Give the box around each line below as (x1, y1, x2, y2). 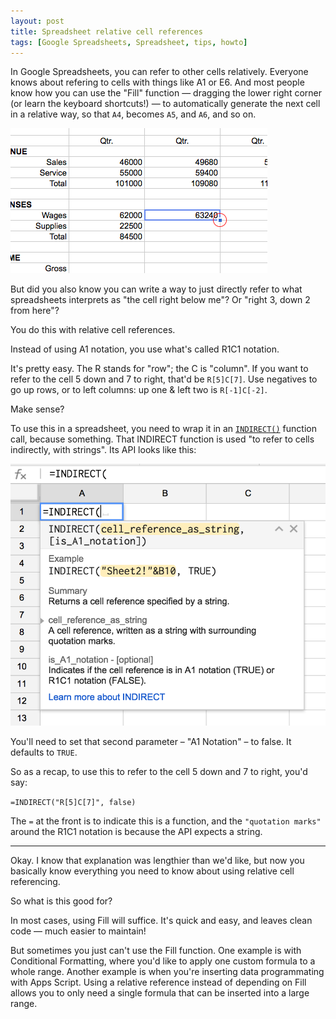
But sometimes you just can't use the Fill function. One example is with (10, 945, 302, 957)
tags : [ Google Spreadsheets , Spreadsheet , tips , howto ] (10, 37, 248, 47)
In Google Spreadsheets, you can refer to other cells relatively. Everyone (10, 66, 309, 78)
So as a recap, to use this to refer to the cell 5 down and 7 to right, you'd (10, 766, 308, 778)
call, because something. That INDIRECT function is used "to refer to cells (10, 433, 315, 445)
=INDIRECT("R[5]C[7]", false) (10, 798, 137, 808)
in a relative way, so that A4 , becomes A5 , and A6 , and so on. (10, 108, 257, 120)
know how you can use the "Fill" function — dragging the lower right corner (10, 87, 322, 99)
